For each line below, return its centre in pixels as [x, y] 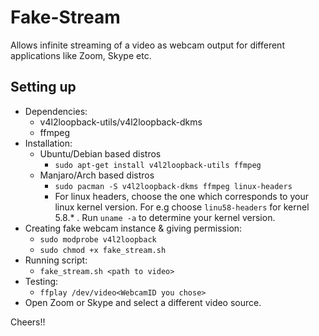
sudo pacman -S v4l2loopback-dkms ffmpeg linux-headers [173, 186]
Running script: [56, 260]
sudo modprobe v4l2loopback [98, 239]
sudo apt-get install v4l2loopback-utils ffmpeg [158, 165]
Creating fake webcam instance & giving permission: [133, 228]
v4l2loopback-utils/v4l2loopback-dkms [121, 122]
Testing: [41, 281]
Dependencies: [56, 111]
